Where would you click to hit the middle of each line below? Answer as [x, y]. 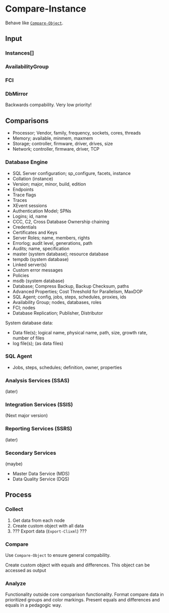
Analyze [16, 583]
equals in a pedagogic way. [34, 605]
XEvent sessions [30, 205]
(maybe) [14, 464]
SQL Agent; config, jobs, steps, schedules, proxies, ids [69, 297]
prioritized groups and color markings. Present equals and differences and [82, 600]
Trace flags [24, 195]
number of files [28, 338]
